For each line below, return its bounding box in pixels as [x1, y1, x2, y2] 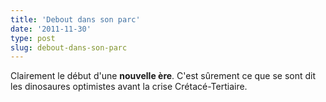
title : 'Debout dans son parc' [10, 14, 141, 25]
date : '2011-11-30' [10, 24, 92, 34]
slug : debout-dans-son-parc [10, 42, 128, 53]
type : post [10, 33, 56, 43]
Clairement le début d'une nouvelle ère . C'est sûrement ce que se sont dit [10, 70, 317, 82]
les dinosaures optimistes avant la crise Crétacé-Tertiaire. [10, 81, 248, 93]
